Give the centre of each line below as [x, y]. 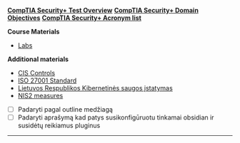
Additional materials [38, 59]
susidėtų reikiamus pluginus [59, 126]
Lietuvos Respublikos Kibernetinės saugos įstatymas [95, 88]
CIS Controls [36, 73]
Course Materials [34, 32]
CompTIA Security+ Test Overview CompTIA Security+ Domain [103, 10]
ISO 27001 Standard [47, 80]
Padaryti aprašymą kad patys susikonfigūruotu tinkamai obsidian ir [116, 117]
